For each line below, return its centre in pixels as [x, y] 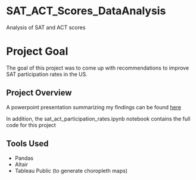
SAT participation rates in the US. [47, 74]
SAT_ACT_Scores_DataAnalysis [86, 11]
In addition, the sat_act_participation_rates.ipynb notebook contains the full [98, 119]
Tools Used [27, 144]
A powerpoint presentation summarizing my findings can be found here [94, 107]
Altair [21, 164]
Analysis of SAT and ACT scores [46, 27]
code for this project [31, 125]
